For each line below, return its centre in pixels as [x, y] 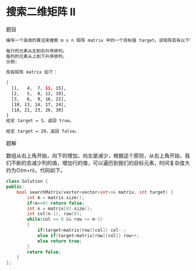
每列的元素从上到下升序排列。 [36, 56]
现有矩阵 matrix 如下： [32, 72]
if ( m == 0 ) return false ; [56, 203]
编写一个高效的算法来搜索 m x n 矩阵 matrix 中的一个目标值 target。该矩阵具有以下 [98, 40]
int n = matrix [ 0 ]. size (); [60, 209]
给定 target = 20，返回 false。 [43, 131]
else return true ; [60, 241]
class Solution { [27, 182]
